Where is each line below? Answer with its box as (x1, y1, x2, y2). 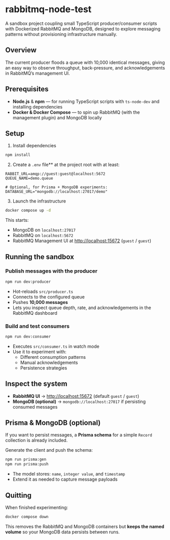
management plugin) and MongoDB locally (12, 114, 103, 120)
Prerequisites (5, 85, 49, 93)
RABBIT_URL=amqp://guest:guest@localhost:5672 (5, 172, 106, 177)
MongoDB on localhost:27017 (12, 227, 76, 233)
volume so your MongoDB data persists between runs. (5, 529, 120, 535)
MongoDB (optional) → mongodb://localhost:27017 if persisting (12, 398, 146, 404)
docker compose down (5, 514, 49, 520)
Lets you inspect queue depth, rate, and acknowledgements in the (12, 305, 151, 311)
